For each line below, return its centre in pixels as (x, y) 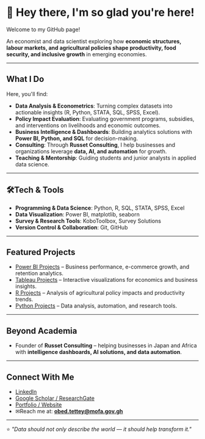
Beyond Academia (42, 330)
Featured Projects (41, 252)
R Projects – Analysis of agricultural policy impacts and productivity (100, 293)
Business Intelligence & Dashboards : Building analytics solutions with (103, 131)
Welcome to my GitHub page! (43, 29)
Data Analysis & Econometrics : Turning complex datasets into (94, 106)
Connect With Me (40, 377)
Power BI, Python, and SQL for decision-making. (77, 138)
